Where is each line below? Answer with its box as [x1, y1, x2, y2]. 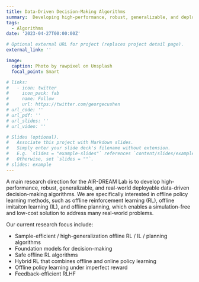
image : [6, 57, 23, 63]
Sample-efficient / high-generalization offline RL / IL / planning [14, 232, 168, 239]
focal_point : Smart [11, 69, 60, 75]
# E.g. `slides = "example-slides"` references [6, 150, 131, 157]
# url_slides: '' [6, 118, 49, 124]
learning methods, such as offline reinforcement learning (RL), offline [6, 197, 175, 204]
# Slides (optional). [6, 134, 60, 140]
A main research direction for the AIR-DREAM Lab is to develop [6, 178, 161, 185]
